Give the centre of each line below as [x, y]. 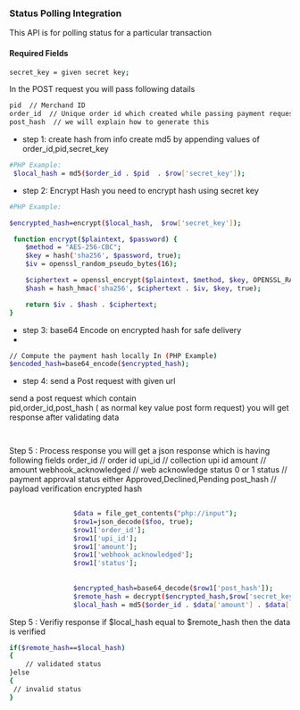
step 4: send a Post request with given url [99, 381]
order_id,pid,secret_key [65, 149]
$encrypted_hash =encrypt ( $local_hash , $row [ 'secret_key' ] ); [125, 223]
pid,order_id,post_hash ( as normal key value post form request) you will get [149, 408]
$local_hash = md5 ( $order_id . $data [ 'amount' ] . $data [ [181, 605]
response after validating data [64, 417]
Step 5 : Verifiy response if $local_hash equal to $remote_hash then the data [150, 622]
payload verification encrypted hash [76, 489]
